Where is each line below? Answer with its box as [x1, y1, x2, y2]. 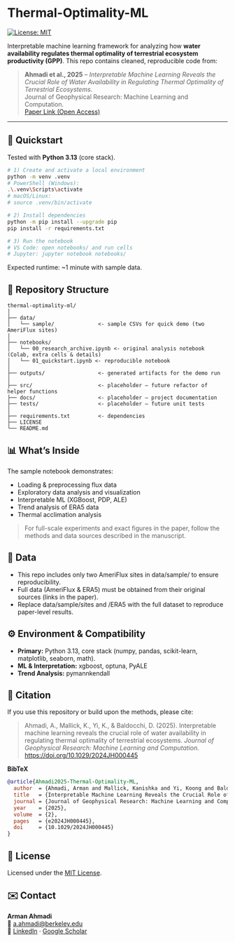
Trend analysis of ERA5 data [17, 503, 99, 511]
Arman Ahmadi [7, 912, 52, 920]
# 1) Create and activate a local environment [7, 166, 145, 173]
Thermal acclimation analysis [17, 510, 102, 518]
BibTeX [7, 765, 29, 773]
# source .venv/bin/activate [7, 199, 92, 206]
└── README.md [7, 425, 49, 432]
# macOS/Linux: [7, 193, 52, 200]
